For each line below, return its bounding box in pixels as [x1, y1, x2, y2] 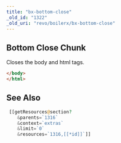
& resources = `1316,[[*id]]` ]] [17, 131, 91, 138]
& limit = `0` [17, 125, 45, 132]
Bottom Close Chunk [6, 42, 86, 53]
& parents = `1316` [17, 115, 59, 121]
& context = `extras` [17, 120, 64, 126]
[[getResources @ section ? [9, 108, 72, 115]
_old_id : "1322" [6, 15, 47, 21]
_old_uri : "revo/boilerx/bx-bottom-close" [6, 20, 116, 26]
